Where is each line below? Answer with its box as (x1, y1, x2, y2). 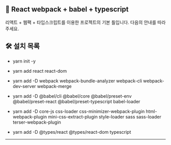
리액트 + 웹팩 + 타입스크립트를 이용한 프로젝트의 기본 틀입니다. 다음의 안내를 (5, 19, 157, 25)
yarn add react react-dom (12, 68, 67, 74)
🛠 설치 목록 (5, 42, 40, 51)
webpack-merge (37, 83, 72, 89)
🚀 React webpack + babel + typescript (5, 5, 129, 14)
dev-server (12, 83, 37, 89)
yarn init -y (12, 58, 36, 64)
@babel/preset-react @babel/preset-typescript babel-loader (12, 98, 140, 104)
